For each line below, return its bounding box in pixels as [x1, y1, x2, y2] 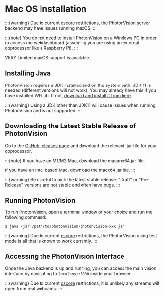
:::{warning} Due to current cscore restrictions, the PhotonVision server [5, 20, 150, 26]
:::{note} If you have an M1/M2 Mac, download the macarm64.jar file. [5, 157, 145, 164]
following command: [5, 214, 47, 220]
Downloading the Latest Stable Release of [5, 122, 136, 130]
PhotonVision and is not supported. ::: [5, 107, 82, 113]
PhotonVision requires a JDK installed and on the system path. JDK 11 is [5, 82, 151, 88]
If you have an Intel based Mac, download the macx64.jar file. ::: [5, 167, 135, 173]
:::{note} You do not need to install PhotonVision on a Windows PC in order [5, 35, 157, 41]
